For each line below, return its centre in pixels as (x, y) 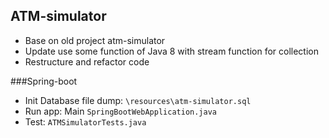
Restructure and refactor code (87, 61)
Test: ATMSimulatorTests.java (85, 121)
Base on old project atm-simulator (95, 40)
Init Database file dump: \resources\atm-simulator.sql (138, 100)
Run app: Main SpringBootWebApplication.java (120, 111)
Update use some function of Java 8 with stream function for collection (172, 51)
